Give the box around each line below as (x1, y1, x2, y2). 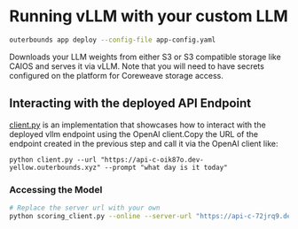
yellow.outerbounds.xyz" (9, 163, 101, 172)
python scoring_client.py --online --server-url (9, 211, 192, 220)
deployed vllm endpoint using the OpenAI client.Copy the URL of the (9, 128, 259, 139)
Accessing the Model (9, 183, 103, 195)
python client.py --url (9, 155, 98, 164)
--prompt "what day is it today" (104, 163, 228, 172)
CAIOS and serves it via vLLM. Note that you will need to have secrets (9, 60, 264, 72)
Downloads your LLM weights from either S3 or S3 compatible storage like (9, 51, 281, 62)
